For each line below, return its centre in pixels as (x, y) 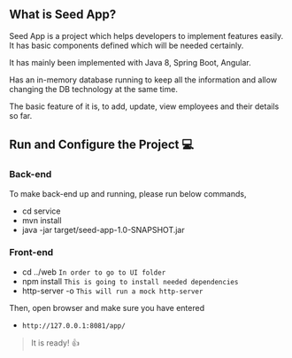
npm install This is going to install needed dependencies (130, 281)
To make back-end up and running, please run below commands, (128, 193)
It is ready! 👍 (55, 342)
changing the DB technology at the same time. (94, 89)
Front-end (31, 253)
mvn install (42, 220)
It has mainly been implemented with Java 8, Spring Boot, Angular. (131, 62)
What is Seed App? (63, 15)
